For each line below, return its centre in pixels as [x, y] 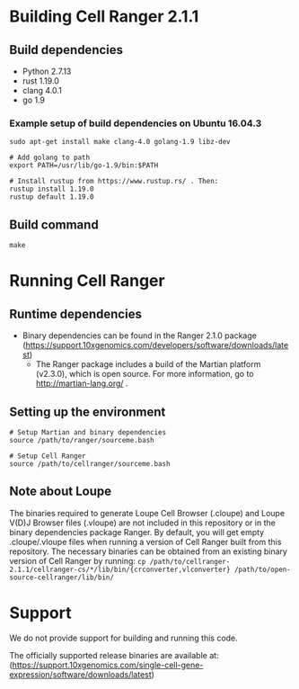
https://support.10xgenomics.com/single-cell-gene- [108, 665]
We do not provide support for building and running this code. [123, 638]
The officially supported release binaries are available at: [114, 655]
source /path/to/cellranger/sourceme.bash [90, 464]
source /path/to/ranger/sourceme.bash [82, 440]
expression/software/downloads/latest [81, 674]
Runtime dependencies [75, 313]
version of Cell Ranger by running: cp [78, 560]
